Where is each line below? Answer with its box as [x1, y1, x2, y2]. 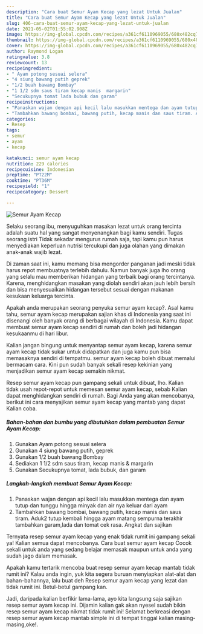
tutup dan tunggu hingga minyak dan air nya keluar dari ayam [14, 501, 168, 509]
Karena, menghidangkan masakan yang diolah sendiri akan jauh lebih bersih [6, 279, 196, 287]
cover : [6, 43, 23, 49]
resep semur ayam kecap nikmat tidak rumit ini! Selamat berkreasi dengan [6, 607, 191, 615]
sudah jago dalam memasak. [6, 552, 77, 559]
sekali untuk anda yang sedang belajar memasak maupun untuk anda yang [6, 546, 192, 553]
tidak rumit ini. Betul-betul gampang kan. [6, 583, 108, 590]
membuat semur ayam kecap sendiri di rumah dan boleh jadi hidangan [6, 323, 181, 330]
